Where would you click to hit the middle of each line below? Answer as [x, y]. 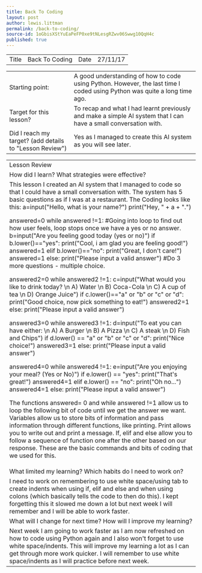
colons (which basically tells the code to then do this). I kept [94, 496]
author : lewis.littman [35, 23]
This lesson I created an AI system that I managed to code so [95, 184]
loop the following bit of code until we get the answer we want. [98, 410]
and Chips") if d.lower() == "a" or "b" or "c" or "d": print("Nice [97, 338]
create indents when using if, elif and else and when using [91, 489]
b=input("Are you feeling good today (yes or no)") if [82, 236]
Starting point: [29, 87]
